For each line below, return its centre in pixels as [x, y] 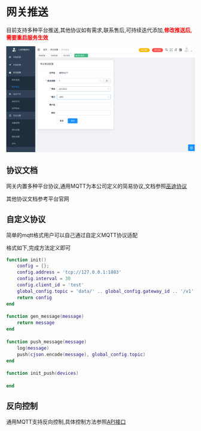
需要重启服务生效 [27, 37]
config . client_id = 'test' [51, 285]
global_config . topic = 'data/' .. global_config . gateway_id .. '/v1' [106, 291]
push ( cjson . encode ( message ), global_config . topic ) [81, 354]
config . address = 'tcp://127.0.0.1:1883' [69, 272]
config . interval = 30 [44, 279]
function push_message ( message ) [46, 342]
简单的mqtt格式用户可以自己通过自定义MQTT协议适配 [72, 235]
